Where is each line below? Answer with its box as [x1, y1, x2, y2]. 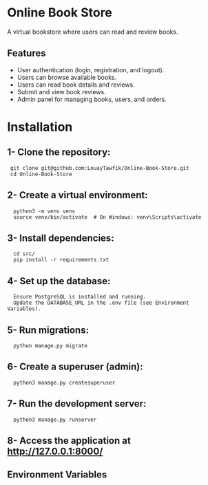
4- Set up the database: [7, 275, 111, 287]
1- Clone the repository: [7, 147, 111, 158]
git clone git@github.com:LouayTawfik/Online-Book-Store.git [10, 164, 189, 171]
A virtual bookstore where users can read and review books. [7, 28, 178, 36]
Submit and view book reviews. [17, 87, 106, 96]
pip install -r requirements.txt [13, 257, 110, 263]
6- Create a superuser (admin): [7, 361, 143, 373]
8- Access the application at [7, 435, 131, 446]
